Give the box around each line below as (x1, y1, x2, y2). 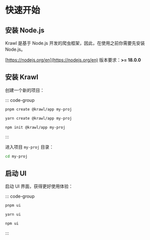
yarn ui (5, 212, 21, 217)
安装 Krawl (5, 73, 39, 81)
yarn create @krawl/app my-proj (5, 116, 72, 121)
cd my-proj (5, 154, 28, 159)
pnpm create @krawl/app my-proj (5, 107, 72, 112)
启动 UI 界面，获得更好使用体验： (5, 183, 74, 190)
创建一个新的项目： (5, 87, 45, 93)
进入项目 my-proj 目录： (5, 144, 54, 150)
